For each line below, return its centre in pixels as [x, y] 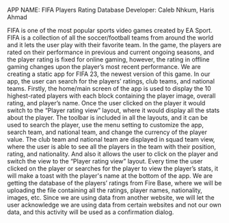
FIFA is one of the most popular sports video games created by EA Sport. [110, 30]
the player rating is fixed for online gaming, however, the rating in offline [108, 60]
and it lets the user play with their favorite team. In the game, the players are [114, 45]
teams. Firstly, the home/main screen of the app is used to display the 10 [109, 89]
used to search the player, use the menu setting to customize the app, [105, 125]
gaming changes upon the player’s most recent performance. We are [104, 67]
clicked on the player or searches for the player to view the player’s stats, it [113, 168]
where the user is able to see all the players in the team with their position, [112, 147]
